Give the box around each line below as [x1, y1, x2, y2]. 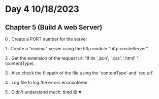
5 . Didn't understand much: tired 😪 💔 [5, 89, 82, 95]
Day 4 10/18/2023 [5, 3, 80, 15]
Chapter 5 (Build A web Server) [5, 23, 102, 32]
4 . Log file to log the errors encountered [5, 80, 88, 85]
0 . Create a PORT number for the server [5, 36, 88, 42]
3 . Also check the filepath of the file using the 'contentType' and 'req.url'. [5, 70, 155, 76]
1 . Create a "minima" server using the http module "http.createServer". [5, 46, 149, 51]
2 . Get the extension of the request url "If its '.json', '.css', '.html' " [5, 55, 139, 61]
